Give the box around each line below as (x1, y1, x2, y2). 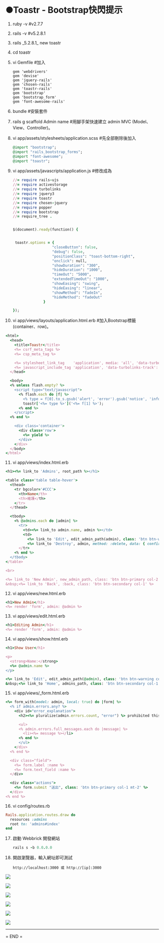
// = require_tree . (12, 214, 53, 219)
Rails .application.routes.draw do (5, 812, 76, 817)
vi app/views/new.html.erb (12, 590, 66, 596)
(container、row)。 (12, 323, 51, 330)
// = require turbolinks (12, 187, 61, 192)
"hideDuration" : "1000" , (52, 267, 103, 273)
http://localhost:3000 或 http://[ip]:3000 (12, 865, 102, 870)
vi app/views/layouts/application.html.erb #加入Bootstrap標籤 (12, 318, 136, 323)
